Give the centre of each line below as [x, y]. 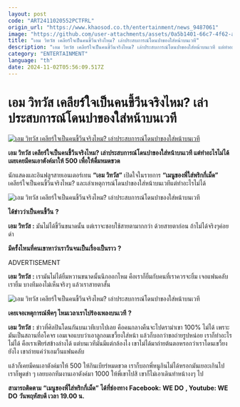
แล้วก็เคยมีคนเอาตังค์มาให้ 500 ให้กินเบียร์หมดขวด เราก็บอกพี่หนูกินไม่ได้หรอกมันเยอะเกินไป [116, 366]
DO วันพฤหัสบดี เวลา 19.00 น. [46, 396]
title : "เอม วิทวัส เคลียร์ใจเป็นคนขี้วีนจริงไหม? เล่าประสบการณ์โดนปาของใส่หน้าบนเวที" [104, 41]
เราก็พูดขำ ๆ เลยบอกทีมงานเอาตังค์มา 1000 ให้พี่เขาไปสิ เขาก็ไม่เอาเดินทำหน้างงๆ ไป [106, 373]
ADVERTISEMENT [35, 262]
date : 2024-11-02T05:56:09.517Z [56, 67]
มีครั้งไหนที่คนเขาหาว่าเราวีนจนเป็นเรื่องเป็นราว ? [65, 248]
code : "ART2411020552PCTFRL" [51, 21]
